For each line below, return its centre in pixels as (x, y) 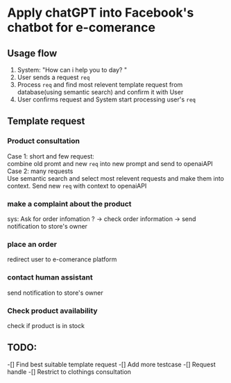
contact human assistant (50, 277)
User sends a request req (53, 77)
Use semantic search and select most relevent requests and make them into (115, 178)
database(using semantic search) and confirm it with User (100, 92)
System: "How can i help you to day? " (72, 70)
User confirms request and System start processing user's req (106, 99)
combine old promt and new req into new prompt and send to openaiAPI (110, 163)
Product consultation (43, 141)
